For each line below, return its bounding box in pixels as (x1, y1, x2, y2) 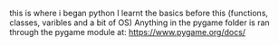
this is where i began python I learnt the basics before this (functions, (9, 8, 269, 18)
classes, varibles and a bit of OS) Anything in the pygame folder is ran (9, 17, 270, 28)
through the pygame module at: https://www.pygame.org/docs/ (9, 27, 246, 37)
